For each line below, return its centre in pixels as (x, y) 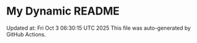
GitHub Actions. (26, 34)
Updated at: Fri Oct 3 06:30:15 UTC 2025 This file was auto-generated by (99, 28)
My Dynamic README (63, 11)
